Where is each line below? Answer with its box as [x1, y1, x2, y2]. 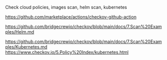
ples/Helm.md [5, 29, 34, 34]
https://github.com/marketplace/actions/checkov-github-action [5, 14, 137, 19]
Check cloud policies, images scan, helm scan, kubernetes [5, 4, 127, 10]
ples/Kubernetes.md [5, 44, 48, 49]
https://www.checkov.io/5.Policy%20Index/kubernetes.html [5, 49, 129, 55]
